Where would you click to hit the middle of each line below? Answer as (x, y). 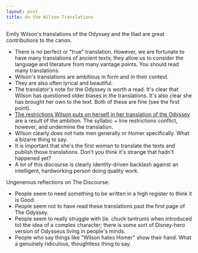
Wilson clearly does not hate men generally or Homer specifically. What (102, 133)
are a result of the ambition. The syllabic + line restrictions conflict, (96, 120)
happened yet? (33, 158)
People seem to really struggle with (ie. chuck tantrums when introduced (103, 218)
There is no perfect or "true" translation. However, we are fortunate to (100, 51)
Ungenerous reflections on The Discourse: (58, 182)
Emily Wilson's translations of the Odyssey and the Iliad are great (85, 34)
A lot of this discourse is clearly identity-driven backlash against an (97, 164)
